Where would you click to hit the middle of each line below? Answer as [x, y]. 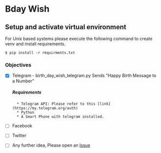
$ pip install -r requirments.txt [40, 53]
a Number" [23, 81]
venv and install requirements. [35, 44]
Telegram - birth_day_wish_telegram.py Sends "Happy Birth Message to [84, 76]
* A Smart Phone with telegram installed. [60, 117]
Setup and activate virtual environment [66, 27]
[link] [104, 104]
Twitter [19, 135]
